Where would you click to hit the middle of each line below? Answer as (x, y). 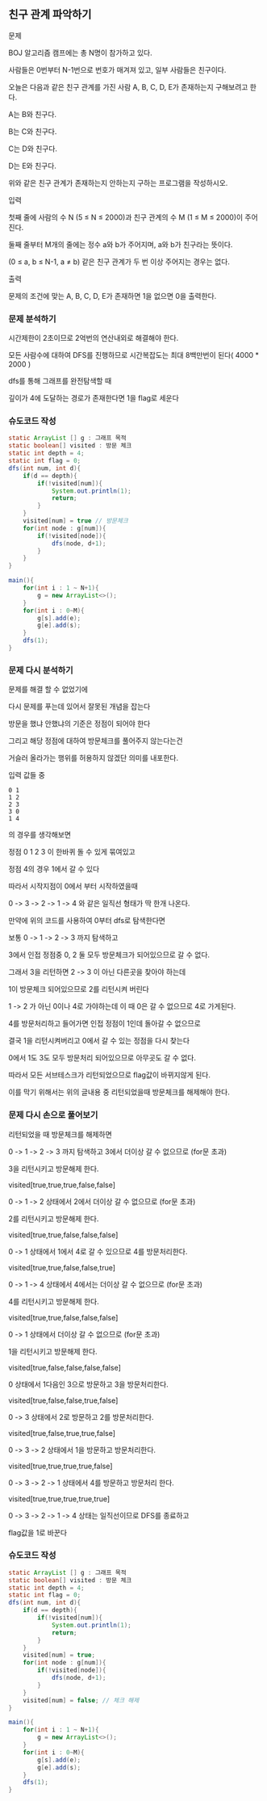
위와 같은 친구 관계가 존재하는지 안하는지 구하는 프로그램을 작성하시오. (118, 183)
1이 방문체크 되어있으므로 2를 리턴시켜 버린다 (79, 989)
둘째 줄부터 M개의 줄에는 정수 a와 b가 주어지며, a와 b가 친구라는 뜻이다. (121, 244)
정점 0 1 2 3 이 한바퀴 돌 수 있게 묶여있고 (72, 852)
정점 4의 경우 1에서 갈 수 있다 (54, 869)
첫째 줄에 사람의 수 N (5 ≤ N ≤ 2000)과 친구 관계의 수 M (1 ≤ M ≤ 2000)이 (126, 217)
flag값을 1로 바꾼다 (38, 1532)
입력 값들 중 (27, 775)
